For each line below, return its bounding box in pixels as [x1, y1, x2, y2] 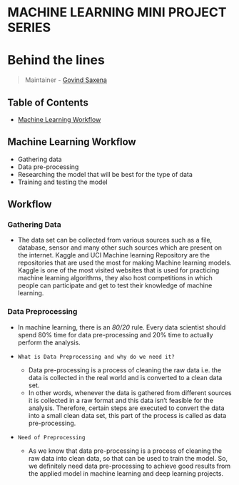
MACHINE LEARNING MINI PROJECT [7, 4, 227, 21]
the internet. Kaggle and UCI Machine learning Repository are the [17, 251, 210, 260]
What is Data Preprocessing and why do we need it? [17, 353, 175, 360]
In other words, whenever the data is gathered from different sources [28, 388, 232, 397]
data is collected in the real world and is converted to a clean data [28, 373, 223, 382]
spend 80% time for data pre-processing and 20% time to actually [17, 330, 213, 339]
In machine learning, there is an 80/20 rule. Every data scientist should [17, 322, 226, 332]
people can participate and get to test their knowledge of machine [17, 281, 213, 290]
